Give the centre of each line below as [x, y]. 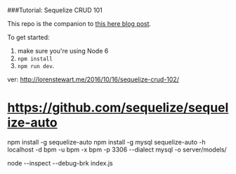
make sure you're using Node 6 [63, 51]
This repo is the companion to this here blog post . [79, 24]
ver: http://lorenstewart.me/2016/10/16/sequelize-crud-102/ [93, 79]
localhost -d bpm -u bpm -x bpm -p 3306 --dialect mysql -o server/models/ [117, 149]
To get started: [29, 37]
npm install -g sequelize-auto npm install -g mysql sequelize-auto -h [106, 142]
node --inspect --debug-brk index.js [60, 163]
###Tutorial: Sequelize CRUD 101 [55, 10]
